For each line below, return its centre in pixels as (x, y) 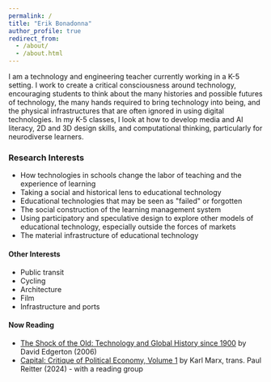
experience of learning (58, 184)
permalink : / (30, 16)
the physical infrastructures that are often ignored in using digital (116, 111)
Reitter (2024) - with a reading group (82, 368)
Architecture (41, 289)
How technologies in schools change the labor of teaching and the (131, 176)
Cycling (33, 281)
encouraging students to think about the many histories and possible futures (135, 93)
